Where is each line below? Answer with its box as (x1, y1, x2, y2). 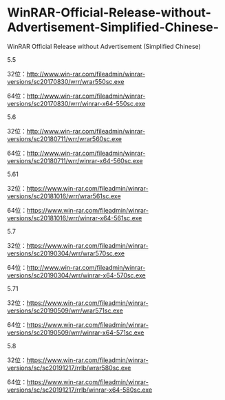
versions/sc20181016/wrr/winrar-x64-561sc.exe (7, 213, 142, 222)
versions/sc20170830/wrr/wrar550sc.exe (7, 77, 125, 85)
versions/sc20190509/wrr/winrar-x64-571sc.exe (7, 328, 144, 337)
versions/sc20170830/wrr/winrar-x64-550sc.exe (7, 99, 146, 107)
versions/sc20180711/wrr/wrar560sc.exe (7, 134, 122, 143)
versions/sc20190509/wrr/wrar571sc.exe (7, 306, 124, 315)
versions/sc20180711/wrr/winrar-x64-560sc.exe (7, 156, 143, 165)
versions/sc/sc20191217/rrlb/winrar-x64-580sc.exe (7, 386, 153, 394)
